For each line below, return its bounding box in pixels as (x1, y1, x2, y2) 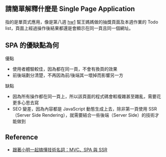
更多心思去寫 (12, 99, 39, 106)
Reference (5, 133, 38, 142)
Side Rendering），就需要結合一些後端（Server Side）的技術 (31, 112, 155, 118)
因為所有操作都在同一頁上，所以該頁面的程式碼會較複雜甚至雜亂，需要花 (12, 93, 161, 99)
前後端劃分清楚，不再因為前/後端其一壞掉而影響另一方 (12, 72, 124, 78)
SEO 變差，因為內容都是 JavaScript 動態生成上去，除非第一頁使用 (12, 106, 148, 112)
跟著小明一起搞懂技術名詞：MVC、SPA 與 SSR (12, 147, 108, 153)
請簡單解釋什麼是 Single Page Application (5, 4, 135, 13)
